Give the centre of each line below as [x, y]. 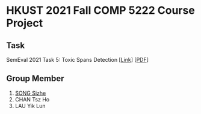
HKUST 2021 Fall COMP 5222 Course [101, 10]
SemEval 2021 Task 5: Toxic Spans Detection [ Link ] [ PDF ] [78, 60]
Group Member [35, 79]
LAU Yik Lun [30, 106]
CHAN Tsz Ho [32, 99]
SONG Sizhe [30, 93]
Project [25, 23]
